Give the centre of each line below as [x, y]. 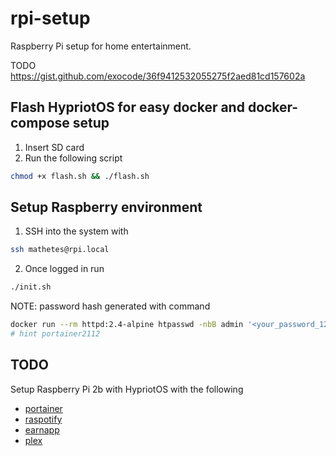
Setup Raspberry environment [106, 207]
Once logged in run [64, 269]
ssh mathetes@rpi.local [60, 250]
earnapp [42, 429]
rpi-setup [50, 18]
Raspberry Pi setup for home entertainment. [101, 46]
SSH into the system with [76, 231]
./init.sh [31, 287]
